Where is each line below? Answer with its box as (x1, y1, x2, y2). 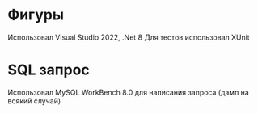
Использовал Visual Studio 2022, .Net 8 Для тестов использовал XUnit (7, 32, 250, 42)
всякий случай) (7, 95, 61, 106)
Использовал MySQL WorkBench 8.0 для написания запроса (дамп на (7, 87, 250, 97)
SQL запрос (7, 61, 90, 79)
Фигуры (7, 6, 65, 24)
